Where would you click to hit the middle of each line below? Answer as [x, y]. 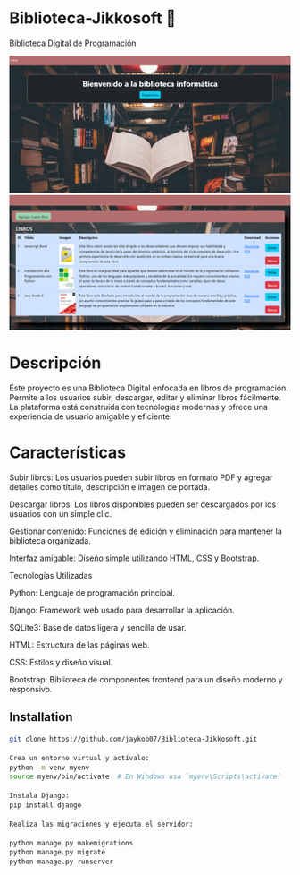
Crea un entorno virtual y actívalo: [79, 758]
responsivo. [31, 690]
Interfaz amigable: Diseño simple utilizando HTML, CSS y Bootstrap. [134, 558]
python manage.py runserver [62, 862]
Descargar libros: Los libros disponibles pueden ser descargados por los [143, 504]
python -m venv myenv [50, 768]
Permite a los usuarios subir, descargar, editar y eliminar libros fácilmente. [145, 398]
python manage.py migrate [57, 853]
